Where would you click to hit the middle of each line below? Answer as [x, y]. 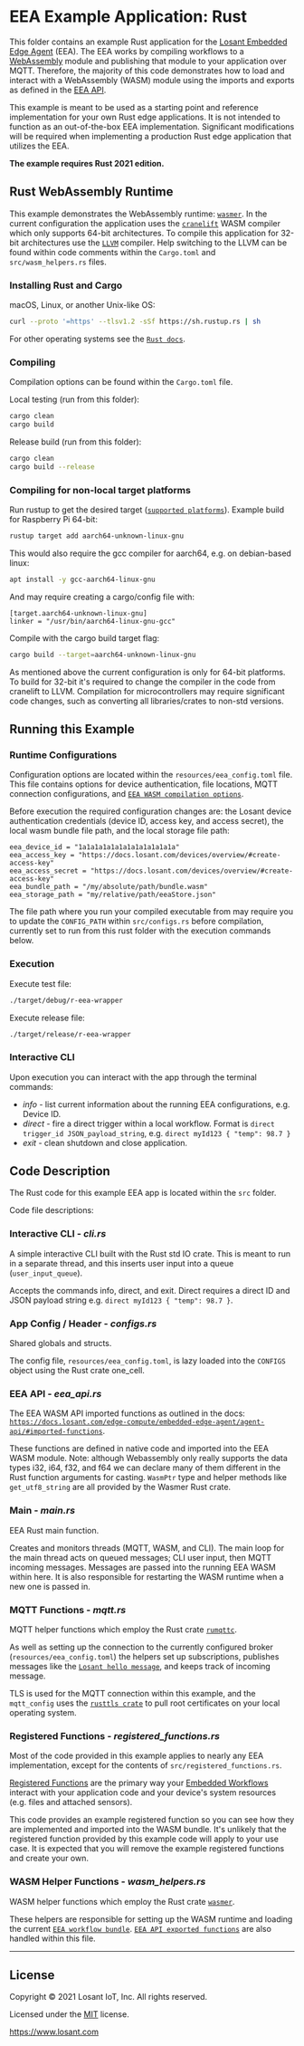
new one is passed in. [50, 1586]
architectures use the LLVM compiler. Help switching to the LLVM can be [154, 243]
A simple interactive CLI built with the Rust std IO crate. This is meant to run [150, 1253]
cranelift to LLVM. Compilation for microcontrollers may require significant [147, 691]
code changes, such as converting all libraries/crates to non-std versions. [147, 701]
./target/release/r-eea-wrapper [70, 1034]
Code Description [60, 1171]
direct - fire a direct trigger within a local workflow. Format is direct [148, 1123]
